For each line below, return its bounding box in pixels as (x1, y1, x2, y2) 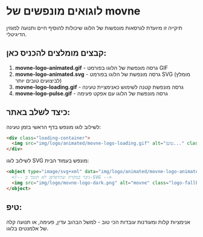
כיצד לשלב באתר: (6, 107, 71, 118)
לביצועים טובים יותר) (14, 77, 62, 84)
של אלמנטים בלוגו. (6, 224, 48, 232)
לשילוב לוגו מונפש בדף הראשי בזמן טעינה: (6, 123, 101, 130)
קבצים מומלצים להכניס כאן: (6, 48, 107, 58)
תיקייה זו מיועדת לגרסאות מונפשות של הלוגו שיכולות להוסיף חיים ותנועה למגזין (6, 24, 183, 31)
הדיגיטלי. (6, 30, 27, 37)
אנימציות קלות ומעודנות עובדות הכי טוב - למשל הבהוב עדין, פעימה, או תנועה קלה (6, 218, 190, 226)
